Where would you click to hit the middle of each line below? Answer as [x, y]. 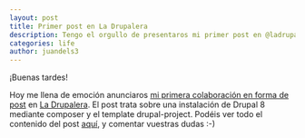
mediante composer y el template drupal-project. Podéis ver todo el [136, 114]
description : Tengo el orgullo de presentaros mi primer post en [135, 34]
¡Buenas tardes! [39, 77]
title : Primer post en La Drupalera [79, 26]
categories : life [42, 43]
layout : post [34, 18]
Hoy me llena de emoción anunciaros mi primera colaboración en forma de [149, 95]
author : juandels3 [44, 52]
